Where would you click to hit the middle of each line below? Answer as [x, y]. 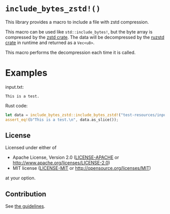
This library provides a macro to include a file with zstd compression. [77, 22]
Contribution [26, 194]
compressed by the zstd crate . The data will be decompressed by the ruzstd [85, 37]
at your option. [20, 178]
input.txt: [15, 87]
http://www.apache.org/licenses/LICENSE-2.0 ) [61, 163]
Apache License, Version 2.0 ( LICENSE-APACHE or [66, 157]
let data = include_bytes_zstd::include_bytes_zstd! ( [63, 115]
